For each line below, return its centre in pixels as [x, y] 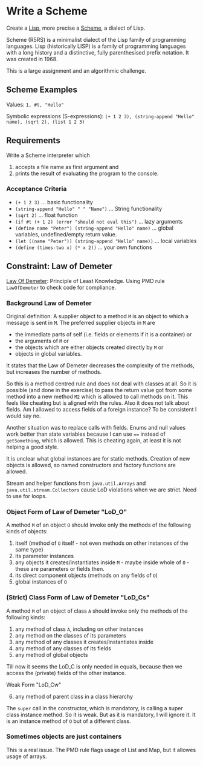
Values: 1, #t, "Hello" [35, 104]
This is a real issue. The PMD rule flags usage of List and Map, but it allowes [101, 750]
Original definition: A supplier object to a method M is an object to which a [97, 316]
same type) [29, 550]
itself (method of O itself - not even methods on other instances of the [101, 543]
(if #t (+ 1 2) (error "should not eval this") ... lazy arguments [99, 221]
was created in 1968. [32, 59]
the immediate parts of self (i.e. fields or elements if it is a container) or [103, 334]
